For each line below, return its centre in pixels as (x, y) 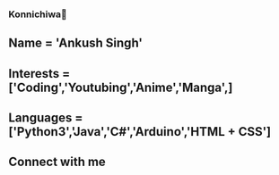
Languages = (46, 118)
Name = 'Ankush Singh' (75, 43)
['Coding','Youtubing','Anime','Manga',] (121, 87)
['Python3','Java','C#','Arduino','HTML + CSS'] (140, 132)
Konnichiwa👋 (38, 14)
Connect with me (57, 162)
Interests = (39, 74)
